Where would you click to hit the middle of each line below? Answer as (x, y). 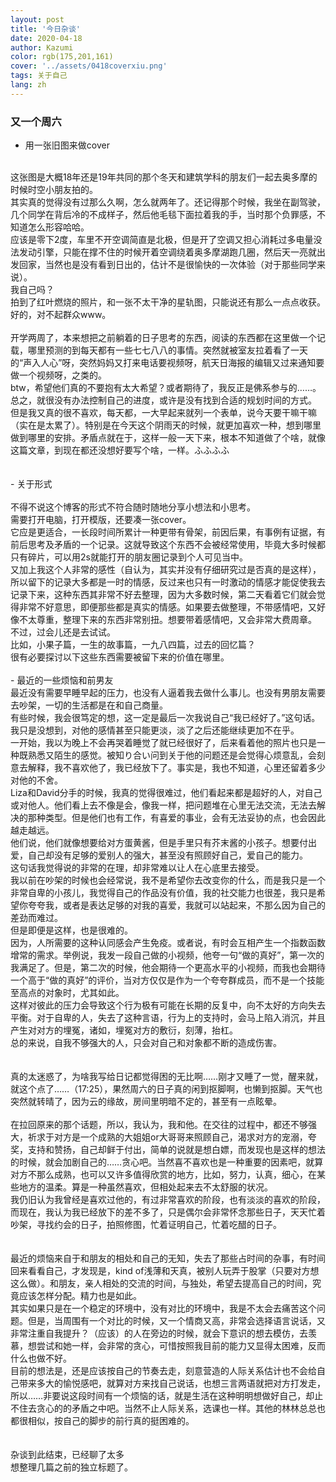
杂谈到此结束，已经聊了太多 (67, 1455)
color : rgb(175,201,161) (62, 57)
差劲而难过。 (36, 918)
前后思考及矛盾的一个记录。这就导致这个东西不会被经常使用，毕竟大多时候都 (168, 545)
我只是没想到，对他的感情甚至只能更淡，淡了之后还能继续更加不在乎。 (155, 730)
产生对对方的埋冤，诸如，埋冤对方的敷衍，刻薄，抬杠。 (124, 1030)
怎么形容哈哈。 (58, 227)
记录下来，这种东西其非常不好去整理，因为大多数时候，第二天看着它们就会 (163, 595)
